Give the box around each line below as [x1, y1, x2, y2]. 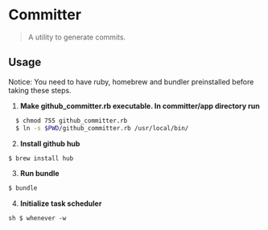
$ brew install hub [8, 154, 74, 162]
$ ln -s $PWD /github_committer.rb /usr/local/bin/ [15, 124, 189, 132]
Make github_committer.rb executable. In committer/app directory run [19, 101, 260, 110]
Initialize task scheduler [19, 199, 102, 208]
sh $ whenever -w [8, 215, 67, 223]
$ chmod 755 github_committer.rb [15, 117, 128, 125]
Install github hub [19, 138, 80, 148]
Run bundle [19, 169, 60, 179]
